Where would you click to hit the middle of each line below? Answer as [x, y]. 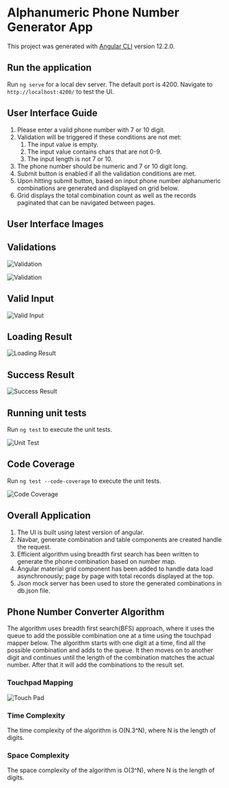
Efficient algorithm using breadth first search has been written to [108, 554]
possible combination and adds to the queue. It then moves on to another [110, 650]
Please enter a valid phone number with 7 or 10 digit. [91, 130]
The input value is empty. [63, 144]
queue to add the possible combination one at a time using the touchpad [109, 636]
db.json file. [33, 590]
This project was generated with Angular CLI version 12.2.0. [91, 46]
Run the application [50, 68]
